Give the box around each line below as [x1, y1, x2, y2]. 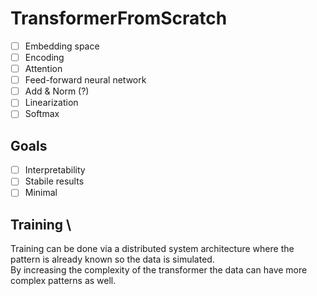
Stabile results [24, 175, 85, 187]
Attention [24, 63, 63, 75]
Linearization [24, 97, 79, 109]
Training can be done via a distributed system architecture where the [10, 243, 295, 255]
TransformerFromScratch [10, 7, 228, 30]
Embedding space [24, 40, 100, 52]
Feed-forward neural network [24, 74, 147, 86]
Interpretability [24, 164, 86, 176]
